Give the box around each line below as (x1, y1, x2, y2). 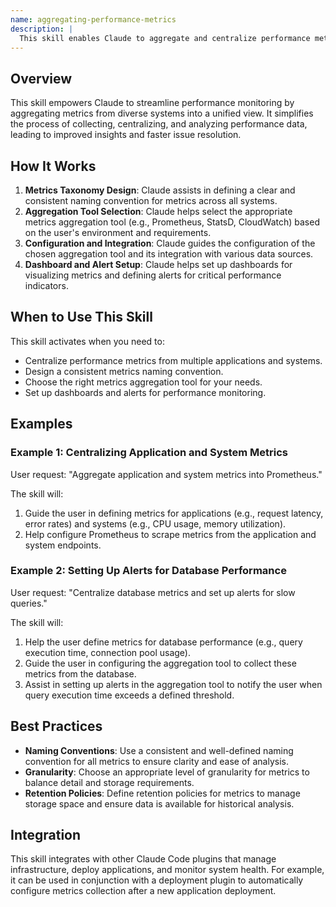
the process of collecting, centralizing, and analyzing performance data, (10, 118, 308, 130)
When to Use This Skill (10, 309, 153, 326)
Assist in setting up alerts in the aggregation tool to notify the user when (24, 678, 323, 690)
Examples (10, 416, 73, 433)
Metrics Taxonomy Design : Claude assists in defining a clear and (24, 184, 296, 196)
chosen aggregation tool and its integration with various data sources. (24, 248, 314, 260)
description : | (10, 24, 74, 34)
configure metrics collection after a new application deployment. (10, 885, 277, 897)
